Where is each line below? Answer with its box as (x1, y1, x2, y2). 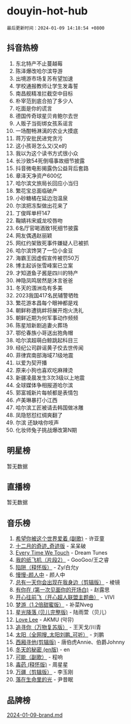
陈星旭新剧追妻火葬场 (15, 321, 68, 328)
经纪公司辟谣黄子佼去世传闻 (15, 344, 84, 351)
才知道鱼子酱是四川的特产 (15, 269, 79, 276)
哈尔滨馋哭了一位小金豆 (15, 247, 73, 254)
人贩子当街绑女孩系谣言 (15, 120, 73, 127)
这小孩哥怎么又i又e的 (15, 142, 67, 149)
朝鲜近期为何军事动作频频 (15, 314, 79, 321)
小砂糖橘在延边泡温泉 (15, 194, 68, 202)
